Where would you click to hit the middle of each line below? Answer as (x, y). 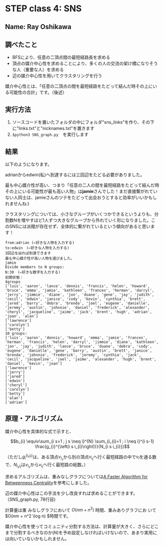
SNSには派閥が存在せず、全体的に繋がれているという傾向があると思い (80, 226)
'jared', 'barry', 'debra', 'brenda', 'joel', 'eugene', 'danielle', (78, 303)
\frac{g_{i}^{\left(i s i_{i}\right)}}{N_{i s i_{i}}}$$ (82, 446)
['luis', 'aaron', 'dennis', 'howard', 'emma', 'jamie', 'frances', (76, 338)
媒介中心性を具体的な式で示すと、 (39, 431)
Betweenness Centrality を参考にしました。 (48, 483)
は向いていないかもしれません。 (37, 539)
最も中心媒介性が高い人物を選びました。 (40, 259)
